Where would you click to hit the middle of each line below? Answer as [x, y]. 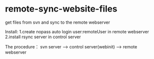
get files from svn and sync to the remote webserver [58, 22]
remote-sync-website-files [61, 9]
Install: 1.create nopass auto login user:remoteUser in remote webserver [77, 31]
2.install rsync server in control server [43, 37]
